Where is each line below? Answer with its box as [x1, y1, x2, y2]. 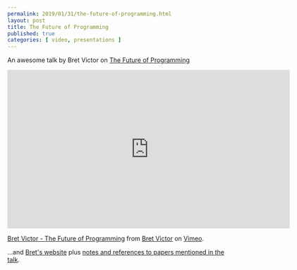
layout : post [7, 17, 46, 24]
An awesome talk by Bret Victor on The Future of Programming [7, 56, 190, 64]
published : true [7, 30, 55, 37]
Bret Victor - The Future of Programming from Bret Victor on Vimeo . [7, 234, 205, 243]
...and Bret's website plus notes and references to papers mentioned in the [7, 248, 224, 257]
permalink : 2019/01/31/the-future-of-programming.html [7, 10, 172, 18]
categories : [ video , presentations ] [7, 37, 121, 44]
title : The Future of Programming [7, 23, 109, 30]
